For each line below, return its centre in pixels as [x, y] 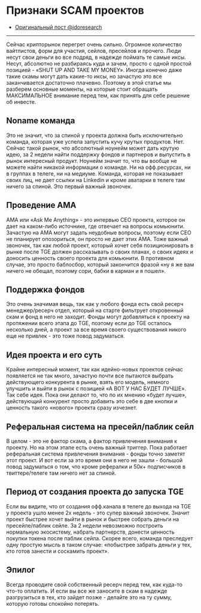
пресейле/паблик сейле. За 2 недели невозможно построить [85, 525]
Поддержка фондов [45, 289]
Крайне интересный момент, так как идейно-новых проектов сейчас [95, 370]
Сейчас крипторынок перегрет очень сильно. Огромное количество [94, 44]
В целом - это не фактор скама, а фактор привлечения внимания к [92, 441]
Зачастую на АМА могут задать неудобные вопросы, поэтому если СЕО [99, 233]
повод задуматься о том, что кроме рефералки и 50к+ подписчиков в [96, 467]
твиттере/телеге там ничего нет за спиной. [61, 473]
